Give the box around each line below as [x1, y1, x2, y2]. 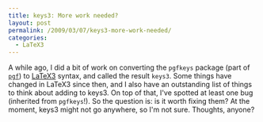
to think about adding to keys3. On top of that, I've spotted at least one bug [8, 88, 253, 97]
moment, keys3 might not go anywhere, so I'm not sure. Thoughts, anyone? [8, 105, 255, 115]
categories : [8, 33, 48, 42]
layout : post [8, 19, 51, 27]
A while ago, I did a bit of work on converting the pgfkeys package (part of [8, 63, 250, 72]
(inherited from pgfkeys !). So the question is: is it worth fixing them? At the [8, 97, 250, 106]
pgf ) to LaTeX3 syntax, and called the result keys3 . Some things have [8, 71, 232, 81]
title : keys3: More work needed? [8, 11, 119, 20]
